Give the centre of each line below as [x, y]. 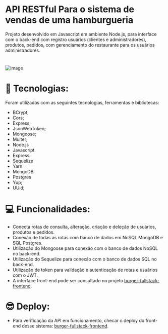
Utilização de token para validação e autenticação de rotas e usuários [85, 270]
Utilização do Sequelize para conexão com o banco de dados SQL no [85, 259]
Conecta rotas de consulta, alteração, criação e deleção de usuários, [84, 227]
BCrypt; [20, 113]
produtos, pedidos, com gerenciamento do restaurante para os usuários [80, 45]
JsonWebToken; [29, 129]
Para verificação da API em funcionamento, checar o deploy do [78, 320]
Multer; [20, 139]
